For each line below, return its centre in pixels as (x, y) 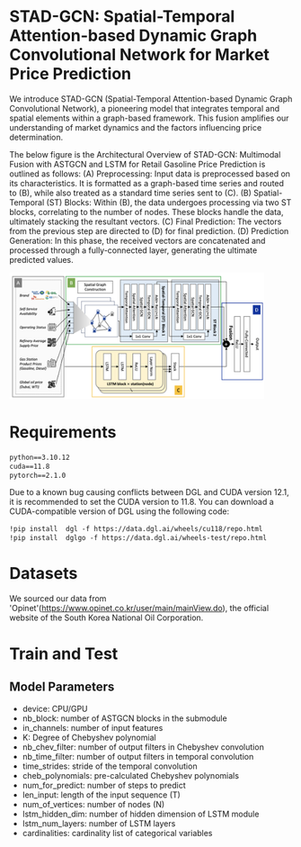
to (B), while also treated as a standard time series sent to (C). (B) (130, 193)
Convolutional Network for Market (139, 55)
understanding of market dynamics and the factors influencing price (136, 127)
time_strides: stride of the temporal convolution (110, 766)
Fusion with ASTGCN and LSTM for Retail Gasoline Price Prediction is (137, 164)
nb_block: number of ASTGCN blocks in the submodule (124, 718)
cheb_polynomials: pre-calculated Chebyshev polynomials (131, 775)
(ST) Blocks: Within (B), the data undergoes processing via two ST (169, 202)
